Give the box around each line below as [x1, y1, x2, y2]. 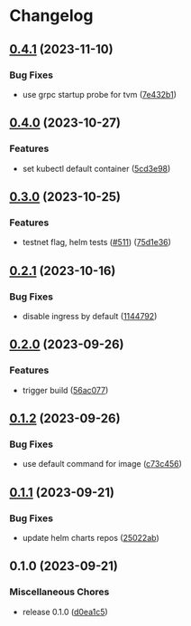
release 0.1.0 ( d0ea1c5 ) [22, 606, 108, 617]
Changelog [9, 5, 94, 26]
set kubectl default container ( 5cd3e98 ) [22, 163, 171, 174]
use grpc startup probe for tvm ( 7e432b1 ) [22, 89, 177, 100]
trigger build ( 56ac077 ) [22, 384, 109, 395]
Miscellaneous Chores [9, 585, 110, 598]
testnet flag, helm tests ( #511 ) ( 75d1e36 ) [22, 237, 171, 248]
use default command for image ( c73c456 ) [22, 459, 183, 469]
